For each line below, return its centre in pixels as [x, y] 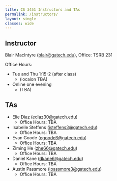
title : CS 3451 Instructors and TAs [43, 10]
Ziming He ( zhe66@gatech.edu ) [45, 148]
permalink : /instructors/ [31, 14]
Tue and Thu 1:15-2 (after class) [44, 74]
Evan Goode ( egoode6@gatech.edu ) [49, 137]
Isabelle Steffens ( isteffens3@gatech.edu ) [55, 127]
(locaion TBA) [33, 79]
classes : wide [20, 23]
